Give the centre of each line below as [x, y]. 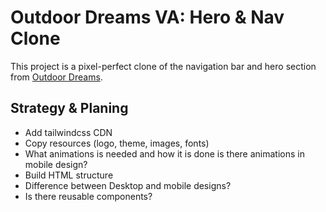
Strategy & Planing [69, 108]
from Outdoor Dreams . [56, 77]
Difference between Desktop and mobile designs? [128, 185]
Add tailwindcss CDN [68, 132]
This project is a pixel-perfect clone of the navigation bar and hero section [163, 66]
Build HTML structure [69, 175]
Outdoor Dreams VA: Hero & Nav [147, 17]
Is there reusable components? [88, 196]
